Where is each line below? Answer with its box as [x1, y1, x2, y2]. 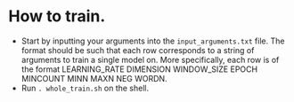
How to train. [8, 6, 106, 27]
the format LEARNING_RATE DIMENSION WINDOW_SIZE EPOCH [20, 64, 258, 75]
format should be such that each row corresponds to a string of [20, 44, 255, 55]
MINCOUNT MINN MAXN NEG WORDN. [20, 73, 167, 83]
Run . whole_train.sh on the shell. [20, 82, 149, 93]
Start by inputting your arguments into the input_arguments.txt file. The [20, 35, 285, 46]
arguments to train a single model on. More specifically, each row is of [20, 54, 280, 65]
